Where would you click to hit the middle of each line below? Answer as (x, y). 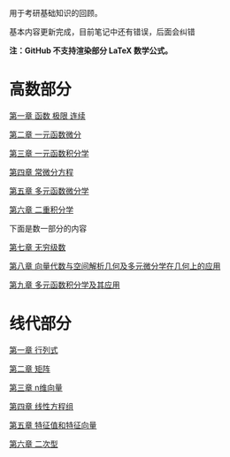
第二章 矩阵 (30, 369)
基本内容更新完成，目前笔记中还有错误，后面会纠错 (102, 32)
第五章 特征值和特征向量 (53, 425)
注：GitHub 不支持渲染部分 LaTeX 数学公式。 (91, 50)
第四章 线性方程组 (41, 406)
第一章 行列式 (34, 350)
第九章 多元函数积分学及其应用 (65, 285)
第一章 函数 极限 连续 (47, 115)
